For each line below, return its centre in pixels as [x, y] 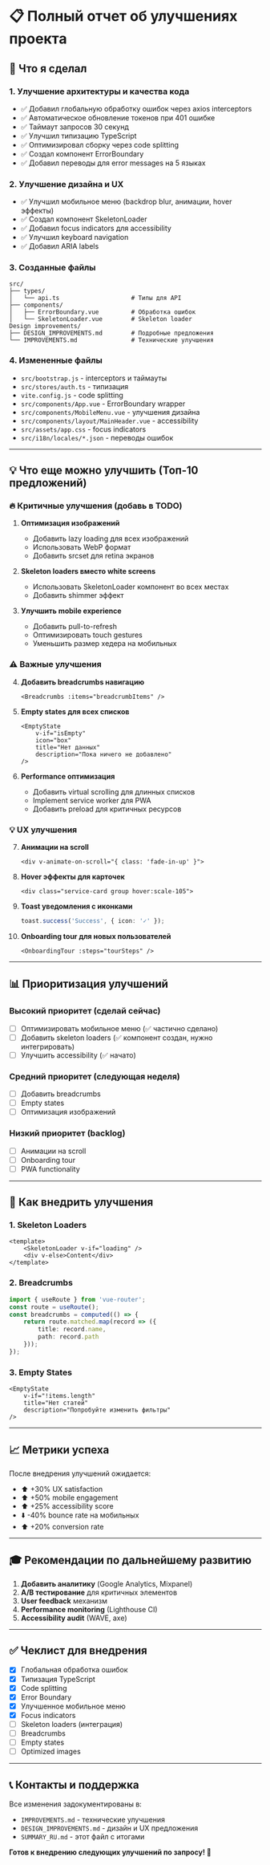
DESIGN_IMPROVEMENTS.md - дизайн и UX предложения [109, 1828]
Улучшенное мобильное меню [73, 1706]
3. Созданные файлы [52, 268]
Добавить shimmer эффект [78, 595]
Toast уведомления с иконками [77, 906]
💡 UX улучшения [43, 830]
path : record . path [69, 1337]
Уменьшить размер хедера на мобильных [105, 644]
